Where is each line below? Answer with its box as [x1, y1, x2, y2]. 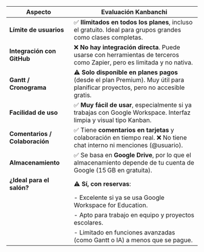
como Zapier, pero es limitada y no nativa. [73, 58, 193, 66]
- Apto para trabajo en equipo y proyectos [73, 211, 195, 219]
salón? [9, 183, 29, 192]
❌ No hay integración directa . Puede [73, 43, 180, 51]
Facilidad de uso [9, 109, 58, 117]
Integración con [9, 47, 56, 55]
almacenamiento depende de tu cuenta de [73, 158, 194, 166]
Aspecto [26, 8, 52, 16]
